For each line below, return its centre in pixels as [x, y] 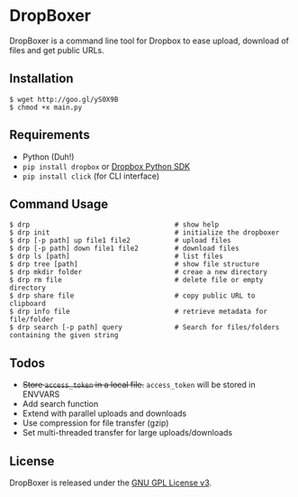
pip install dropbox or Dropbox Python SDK [106, 166]
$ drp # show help [114, 225]
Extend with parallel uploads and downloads [104, 414]
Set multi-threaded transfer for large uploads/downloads [127, 433]
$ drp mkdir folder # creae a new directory [139, 272]
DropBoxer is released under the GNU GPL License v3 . [111, 483]
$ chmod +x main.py [46, 107]
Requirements [50, 135]
